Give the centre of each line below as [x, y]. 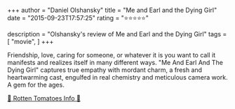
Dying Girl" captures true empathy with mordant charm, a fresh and [105, 70]
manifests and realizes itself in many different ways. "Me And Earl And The [115, 63]
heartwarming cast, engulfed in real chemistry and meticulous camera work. [117, 77]
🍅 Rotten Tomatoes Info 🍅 [44, 98]
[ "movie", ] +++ [31, 42]
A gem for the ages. [36, 85]
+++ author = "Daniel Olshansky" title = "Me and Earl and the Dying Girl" [112, 10]
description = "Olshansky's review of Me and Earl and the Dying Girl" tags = [117, 34]
